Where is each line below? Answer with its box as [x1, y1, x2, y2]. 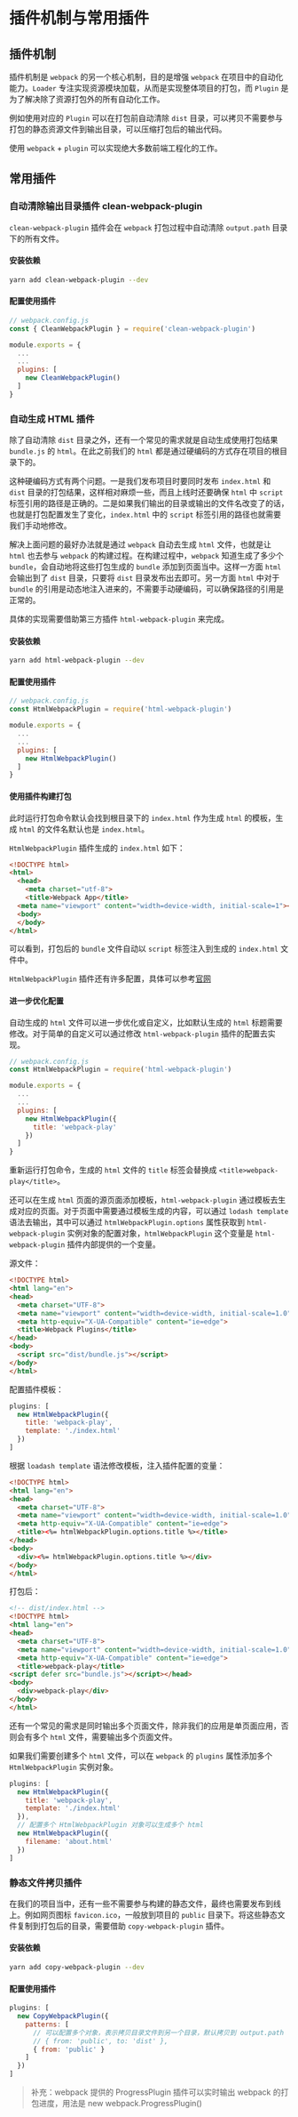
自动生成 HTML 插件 [9, 413, 95, 425]
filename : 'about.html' [25, 1837, 114, 1846]
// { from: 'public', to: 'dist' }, [32, 2036, 169, 2046]
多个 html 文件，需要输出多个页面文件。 [32, 1731, 177, 1742]
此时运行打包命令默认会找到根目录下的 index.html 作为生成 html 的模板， [9, 812, 276, 823]
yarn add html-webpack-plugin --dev [9, 656, 145, 665]
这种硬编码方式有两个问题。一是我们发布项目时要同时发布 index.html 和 [9, 476, 271, 487]
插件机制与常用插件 [9, 8, 150, 28]
